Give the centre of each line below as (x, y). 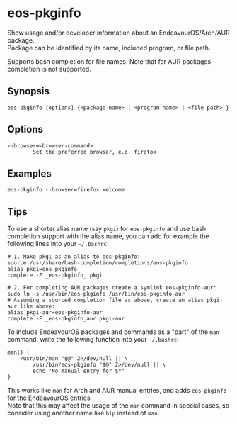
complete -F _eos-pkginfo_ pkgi (55, 275)
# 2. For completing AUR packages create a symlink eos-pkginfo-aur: (112, 288)
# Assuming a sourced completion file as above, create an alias (105, 300)
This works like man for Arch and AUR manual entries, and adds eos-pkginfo (117, 391)
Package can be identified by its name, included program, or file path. (109, 48)
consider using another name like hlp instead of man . (83, 413)
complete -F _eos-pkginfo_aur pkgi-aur (66, 319)
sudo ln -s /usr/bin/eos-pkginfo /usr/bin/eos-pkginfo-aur (96, 294)
